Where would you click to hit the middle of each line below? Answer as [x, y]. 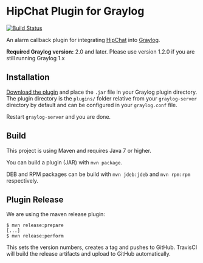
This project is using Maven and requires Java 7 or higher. [79, 150]
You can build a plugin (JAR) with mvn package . [64, 162]
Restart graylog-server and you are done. [59, 116]
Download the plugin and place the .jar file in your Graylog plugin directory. [102, 92]
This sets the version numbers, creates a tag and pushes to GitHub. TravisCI [102, 247]
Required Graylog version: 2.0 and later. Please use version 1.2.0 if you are [101, 51]
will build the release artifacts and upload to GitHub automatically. [89, 254]
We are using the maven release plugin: [56, 214]
